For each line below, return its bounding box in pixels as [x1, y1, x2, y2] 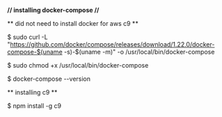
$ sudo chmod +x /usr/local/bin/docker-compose [7, 61, 149, 69]
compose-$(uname [7, 48, 63, 56]
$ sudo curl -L [7, 33, 48, 41]
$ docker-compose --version [7, 75, 91, 83]
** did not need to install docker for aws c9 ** [7, 19, 139, 27]
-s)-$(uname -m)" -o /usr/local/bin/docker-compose [63, 48, 215, 56]
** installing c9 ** [7, 88, 58, 96]
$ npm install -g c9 [7, 102, 61, 110]
